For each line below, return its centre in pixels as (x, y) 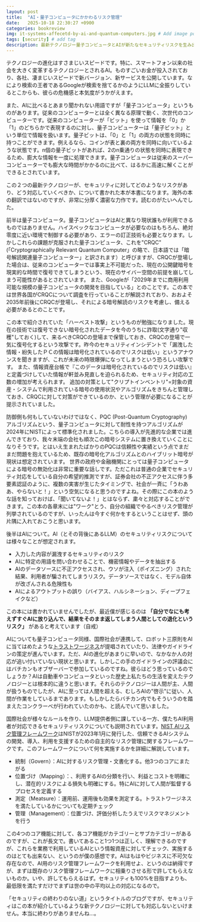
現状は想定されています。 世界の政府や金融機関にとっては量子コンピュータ (98, 461)
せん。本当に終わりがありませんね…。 (53, 913)
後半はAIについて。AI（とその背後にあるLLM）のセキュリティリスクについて (99, 534)
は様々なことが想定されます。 (43, 541)
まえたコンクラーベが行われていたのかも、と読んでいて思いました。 (89, 706)
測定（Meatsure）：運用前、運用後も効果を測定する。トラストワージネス (103, 798)
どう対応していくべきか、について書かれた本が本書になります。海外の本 (104, 192)
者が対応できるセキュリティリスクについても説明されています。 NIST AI (93, 726)
